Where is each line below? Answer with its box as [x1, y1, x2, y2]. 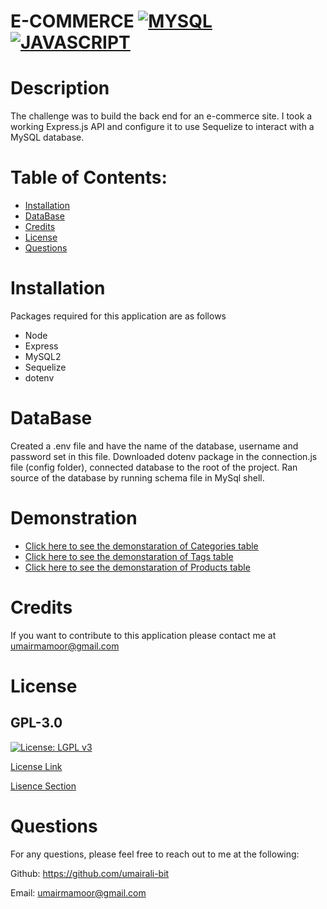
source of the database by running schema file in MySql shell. [10, 471, 265, 484]
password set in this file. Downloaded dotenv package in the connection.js [10, 450, 318, 462]
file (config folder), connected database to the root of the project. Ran [10, 461, 298, 473]
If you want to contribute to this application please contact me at [10, 629, 277, 641]
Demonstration [10, 507, 138, 530]
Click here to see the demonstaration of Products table [24, 561, 251, 573]
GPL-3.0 [10, 715, 63, 732]
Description [10, 77, 110, 100]
